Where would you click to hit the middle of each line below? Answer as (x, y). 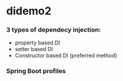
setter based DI (34, 49)
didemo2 (29, 11)
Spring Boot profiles (36, 71)
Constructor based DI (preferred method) (66, 56)
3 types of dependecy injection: (54, 30)
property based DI (37, 43)
